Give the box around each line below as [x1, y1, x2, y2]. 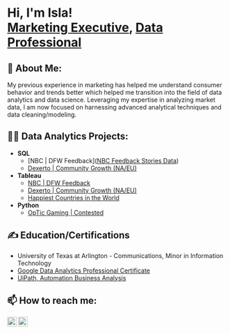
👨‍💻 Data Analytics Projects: [7, 130, 129, 142]
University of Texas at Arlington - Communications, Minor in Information [17, 251, 224, 259]
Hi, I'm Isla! [7, 5, 73, 21]
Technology [17, 259, 52, 267]
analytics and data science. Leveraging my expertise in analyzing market [7, 96, 215, 104]
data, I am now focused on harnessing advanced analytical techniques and [7, 103, 222, 111]
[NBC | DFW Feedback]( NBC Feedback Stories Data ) [27, 156, 179, 165]
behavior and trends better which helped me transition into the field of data [7, 89, 222, 96]
